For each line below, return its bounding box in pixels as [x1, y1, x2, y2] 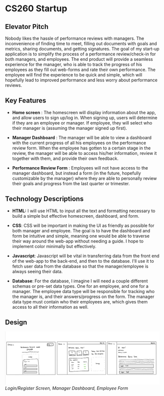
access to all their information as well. [12, 304, 89, 310]
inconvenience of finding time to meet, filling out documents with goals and [5, 41, 157, 47]
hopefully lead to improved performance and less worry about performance [5, 77, 158, 83]
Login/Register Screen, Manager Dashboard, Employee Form [5, 385, 128, 391]
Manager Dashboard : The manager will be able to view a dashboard [12, 134, 152, 140]
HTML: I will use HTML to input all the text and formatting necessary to [12, 208, 156, 214]
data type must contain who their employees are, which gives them [12, 298, 148, 304]
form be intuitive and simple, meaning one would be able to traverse [12, 233, 150, 239]
